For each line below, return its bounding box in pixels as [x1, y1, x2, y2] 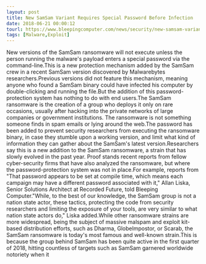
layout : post [6, 9, 40, 15]
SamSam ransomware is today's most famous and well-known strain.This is [6, 231, 197, 239]
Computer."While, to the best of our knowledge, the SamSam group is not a [6, 192, 196, 200]
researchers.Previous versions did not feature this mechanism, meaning [6, 75, 188, 82]
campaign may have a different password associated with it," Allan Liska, [6, 179, 191, 187]
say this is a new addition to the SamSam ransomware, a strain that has [6, 147, 186, 154]
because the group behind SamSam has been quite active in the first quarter [6, 238, 199, 246]
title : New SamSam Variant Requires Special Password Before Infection [6, 15, 193, 21]
